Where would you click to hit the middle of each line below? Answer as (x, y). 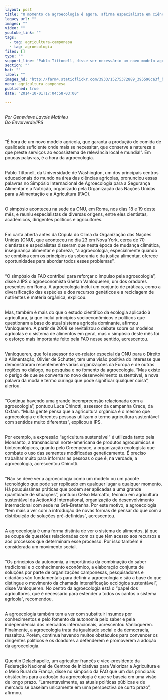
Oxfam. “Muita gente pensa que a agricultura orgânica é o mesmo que (78, 412)
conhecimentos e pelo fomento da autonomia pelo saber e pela (70, 619)
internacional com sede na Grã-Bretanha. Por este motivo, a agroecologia (81, 505)
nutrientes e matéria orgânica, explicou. (46, 297)
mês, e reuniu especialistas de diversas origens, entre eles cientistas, (77, 214)
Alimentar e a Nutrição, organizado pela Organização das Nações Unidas (80, 189)
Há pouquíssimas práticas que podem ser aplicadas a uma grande (73, 489)
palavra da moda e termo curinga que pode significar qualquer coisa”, (77, 381)
